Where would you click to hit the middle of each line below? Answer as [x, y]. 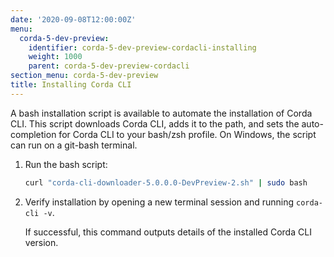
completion [33, 134]
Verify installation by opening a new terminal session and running [159, 202]
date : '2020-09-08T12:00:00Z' [73, 19]
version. [41, 242]
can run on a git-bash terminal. [74, 145]
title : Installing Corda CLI [71, 85]
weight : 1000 [55, 57]
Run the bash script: [66, 164]
